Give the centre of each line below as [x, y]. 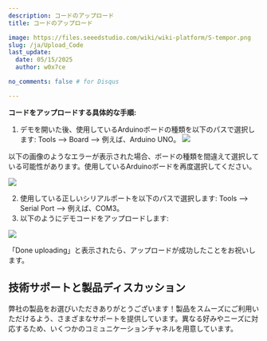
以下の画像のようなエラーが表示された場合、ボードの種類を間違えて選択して [133, 156]
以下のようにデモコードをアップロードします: [94, 218]
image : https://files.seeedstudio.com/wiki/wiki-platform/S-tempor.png [130, 38]
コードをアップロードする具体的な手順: [73, 112]
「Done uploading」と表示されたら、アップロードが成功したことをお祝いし [132, 250]
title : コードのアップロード [51, 23]
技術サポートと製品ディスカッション [97, 288]
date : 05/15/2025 [44, 60]
